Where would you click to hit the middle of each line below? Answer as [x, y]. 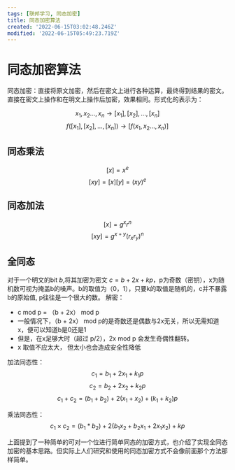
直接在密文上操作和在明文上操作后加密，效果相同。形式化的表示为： [105, 99]
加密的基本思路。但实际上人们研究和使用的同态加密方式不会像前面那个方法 [114, 450]
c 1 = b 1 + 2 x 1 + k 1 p [117, 374]
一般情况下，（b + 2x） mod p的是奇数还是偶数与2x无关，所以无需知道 [118, 321]
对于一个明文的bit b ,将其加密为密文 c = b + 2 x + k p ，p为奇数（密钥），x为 [113, 280]
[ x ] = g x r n [117, 223]
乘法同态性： [26, 415]
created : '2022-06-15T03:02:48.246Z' [62, 27]
